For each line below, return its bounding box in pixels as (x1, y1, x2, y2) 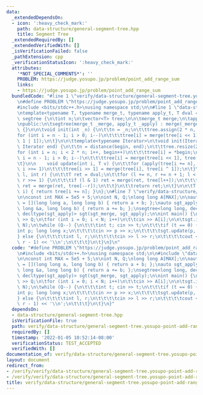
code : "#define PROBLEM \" (11, 245, 80, 251)
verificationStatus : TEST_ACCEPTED (11, 340, 101, 346)
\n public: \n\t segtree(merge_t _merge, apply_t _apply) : (17, 121, 164, 127)
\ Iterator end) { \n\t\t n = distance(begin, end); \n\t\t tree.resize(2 (17, 143, 199, 150)
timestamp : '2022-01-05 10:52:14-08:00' (11, 335, 115, 341)
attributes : (11, 65, 42, 71)
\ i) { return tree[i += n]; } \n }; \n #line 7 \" (17, 188, 139, 194)
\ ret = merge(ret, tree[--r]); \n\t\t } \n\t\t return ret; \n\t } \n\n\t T (17, 183, 196, 189)
